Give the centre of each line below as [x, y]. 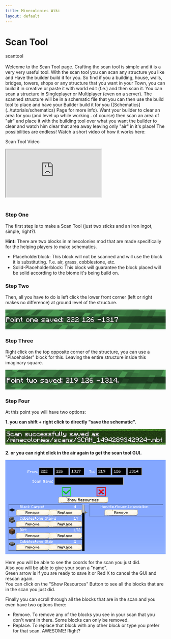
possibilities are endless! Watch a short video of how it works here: [76, 132]
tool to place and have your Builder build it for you [58, 105]
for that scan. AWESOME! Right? [46, 631]
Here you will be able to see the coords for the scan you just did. [73, 562]
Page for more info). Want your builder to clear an [108, 110]
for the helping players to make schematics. [51, 247]
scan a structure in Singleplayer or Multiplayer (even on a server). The [79, 94]
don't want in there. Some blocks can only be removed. [70, 620]
